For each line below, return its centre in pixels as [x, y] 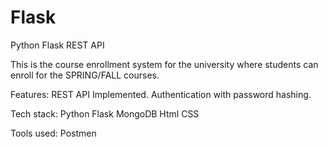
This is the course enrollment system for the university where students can [164, 64]
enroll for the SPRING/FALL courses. [85, 75]
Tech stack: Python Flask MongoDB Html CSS [105, 113]
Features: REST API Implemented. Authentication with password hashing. [161, 94]
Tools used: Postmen [53, 133]
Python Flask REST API [57, 45]
